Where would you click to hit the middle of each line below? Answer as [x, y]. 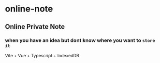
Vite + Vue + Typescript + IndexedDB [42, 55]
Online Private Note [35, 27]
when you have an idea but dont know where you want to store [80, 40]
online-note [29, 9]
